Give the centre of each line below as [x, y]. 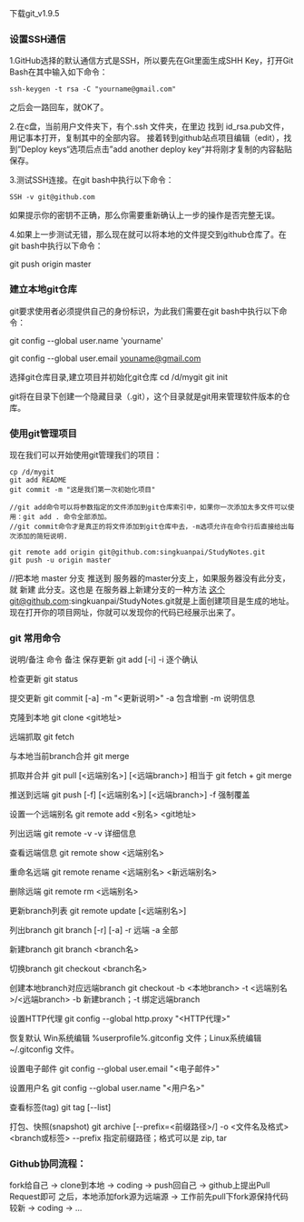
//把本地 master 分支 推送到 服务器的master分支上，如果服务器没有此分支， [150, 578]
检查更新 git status [44, 679]
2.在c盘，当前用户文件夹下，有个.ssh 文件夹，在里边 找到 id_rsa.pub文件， [149, 126]
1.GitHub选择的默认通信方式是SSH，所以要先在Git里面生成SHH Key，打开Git [152, 61]
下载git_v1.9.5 [34, 13]
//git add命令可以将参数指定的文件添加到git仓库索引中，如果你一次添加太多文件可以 [149, 507]
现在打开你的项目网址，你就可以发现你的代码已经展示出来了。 [125, 612]
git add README [38, 480]
